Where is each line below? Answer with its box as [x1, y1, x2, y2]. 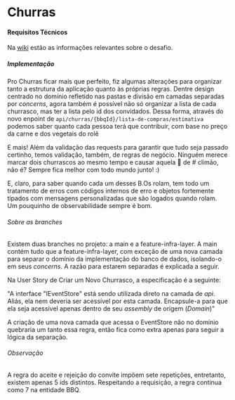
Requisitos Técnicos [7, 27, 68, 36]
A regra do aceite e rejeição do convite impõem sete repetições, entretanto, [7, 370, 226, 379]
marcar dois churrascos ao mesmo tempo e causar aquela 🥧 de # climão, [7, 158, 219, 167]
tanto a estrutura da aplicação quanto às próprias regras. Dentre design [7, 85, 215, 93]
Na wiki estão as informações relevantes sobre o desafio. [7, 44, 173, 52]
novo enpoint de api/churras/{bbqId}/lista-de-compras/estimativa [7, 115, 204, 123]
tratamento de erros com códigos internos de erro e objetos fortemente [7, 187, 214, 195]
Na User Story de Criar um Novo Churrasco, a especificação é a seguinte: [7, 276, 221, 284]
